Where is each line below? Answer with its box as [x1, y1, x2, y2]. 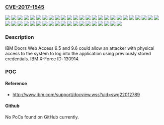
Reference [5, 81, 27, 87]
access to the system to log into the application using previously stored [5, 50, 151, 56]
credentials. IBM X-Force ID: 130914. [5, 56, 80, 62]
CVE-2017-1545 [5, 3, 45, 10]
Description [5, 34, 34, 41]
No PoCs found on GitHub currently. [5, 114, 79, 120]
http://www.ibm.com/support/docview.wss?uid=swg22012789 [12, 91, 140, 98]
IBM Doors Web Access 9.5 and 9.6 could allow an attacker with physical [5, 45, 155, 51]
